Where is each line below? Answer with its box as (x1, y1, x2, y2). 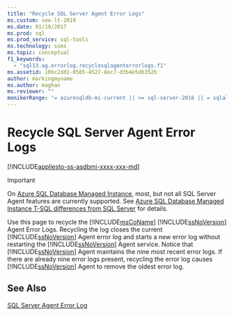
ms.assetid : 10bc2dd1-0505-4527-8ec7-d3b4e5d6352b (7, 68, 157, 75)
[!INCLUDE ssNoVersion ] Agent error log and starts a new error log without (7, 232, 221, 241)
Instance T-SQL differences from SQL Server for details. (7, 204, 169, 213)
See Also (7, 283, 47, 294)
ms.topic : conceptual (7, 50, 70, 57)
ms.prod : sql (7, 29, 45, 37)
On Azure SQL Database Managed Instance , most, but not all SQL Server (7, 189, 216, 197)
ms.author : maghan (7, 82, 61, 89)
